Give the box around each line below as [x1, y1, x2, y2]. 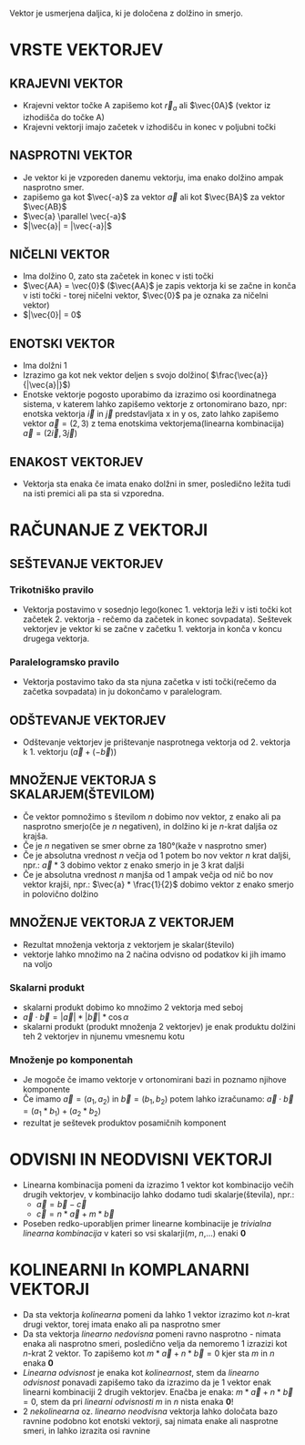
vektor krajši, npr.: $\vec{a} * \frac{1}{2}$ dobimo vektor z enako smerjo [22, 879, 294, 890]
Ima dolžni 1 [22, 360, 68, 371]
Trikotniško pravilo [9, 583, 94, 595]
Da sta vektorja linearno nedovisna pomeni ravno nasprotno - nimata [22, 1328, 281, 1339]
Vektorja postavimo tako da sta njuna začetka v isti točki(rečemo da [22, 677, 277, 687]
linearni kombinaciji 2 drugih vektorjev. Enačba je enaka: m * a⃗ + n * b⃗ [22, 1386, 294, 1397]
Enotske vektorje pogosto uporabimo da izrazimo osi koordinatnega [22, 389, 277, 400]
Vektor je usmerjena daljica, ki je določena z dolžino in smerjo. [9, 8, 244, 18]
